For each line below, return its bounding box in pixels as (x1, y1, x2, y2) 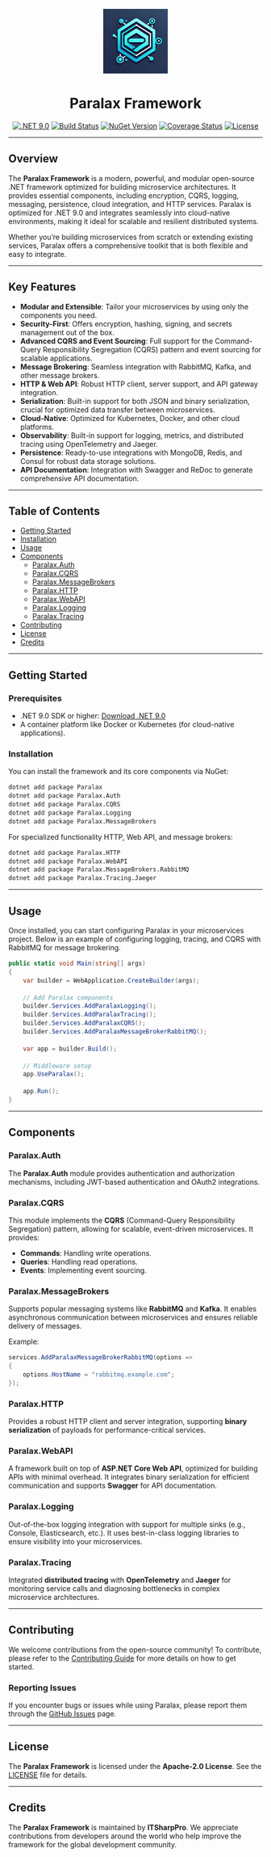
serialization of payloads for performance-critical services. (8, 1425, 206, 1434)
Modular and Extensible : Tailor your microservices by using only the (19, 301, 248, 311)
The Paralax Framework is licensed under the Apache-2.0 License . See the (8, 1761, 262, 1771)
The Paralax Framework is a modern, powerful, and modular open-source (8, 173, 255, 183)
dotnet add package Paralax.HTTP (8, 848, 121, 857)
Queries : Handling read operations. (19, 1257, 139, 1266)
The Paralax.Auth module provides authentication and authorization (8, 1169, 236, 1178)
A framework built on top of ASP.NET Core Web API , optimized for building (8, 1463, 258, 1473)
